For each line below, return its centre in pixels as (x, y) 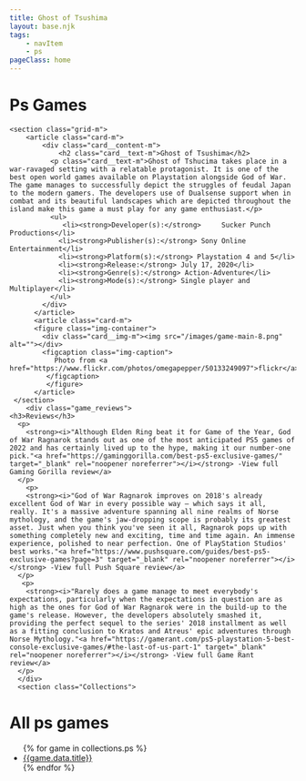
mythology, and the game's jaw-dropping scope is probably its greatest (150, 520)
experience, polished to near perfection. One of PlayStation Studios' (148, 543)
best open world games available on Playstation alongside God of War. (148, 177)
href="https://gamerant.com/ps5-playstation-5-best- (193, 639)
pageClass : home (40, 60)
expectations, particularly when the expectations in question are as (146, 599)
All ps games (59, 723)
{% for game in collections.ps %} (85, 748)
